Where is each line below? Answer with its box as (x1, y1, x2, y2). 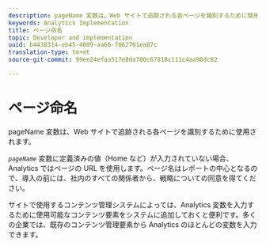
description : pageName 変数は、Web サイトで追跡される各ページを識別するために (8, 11, 248, 20)
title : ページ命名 (8, 26, 63, 34)
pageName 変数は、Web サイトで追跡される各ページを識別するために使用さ (8, 127, 257, 136)
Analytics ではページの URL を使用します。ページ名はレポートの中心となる (8, 163, 251, 172)
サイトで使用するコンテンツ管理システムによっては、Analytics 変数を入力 (8, 199, 248, 210)
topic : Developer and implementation (8, 33, 133, 42)
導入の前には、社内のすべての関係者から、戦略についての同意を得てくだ (21, 173, 257, 183)
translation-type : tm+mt (8, 48, 90, 56)
